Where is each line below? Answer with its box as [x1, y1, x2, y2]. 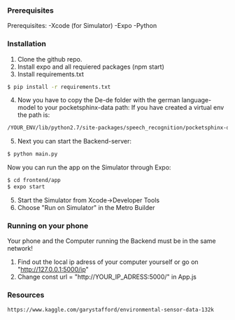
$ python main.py [7, 151, 58, 158]
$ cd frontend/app [7, 177, 61, 184]
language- [181, 96, 212, 104]
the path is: [17, 111, 50, 119]
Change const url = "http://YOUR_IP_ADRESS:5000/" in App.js [17, 272, 197, 281]
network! [7, 244, 34, 253]
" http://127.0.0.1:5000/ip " [17, 265, 89, 274]
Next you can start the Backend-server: [17, 137, 131, 146]
